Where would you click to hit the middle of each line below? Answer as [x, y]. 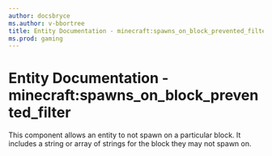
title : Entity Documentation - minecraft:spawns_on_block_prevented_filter [139, 31]
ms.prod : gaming [36, 38]
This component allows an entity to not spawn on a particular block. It [125, 135]
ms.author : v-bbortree [47, 23]
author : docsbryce [39, 16]
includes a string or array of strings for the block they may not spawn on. [130, 144]
